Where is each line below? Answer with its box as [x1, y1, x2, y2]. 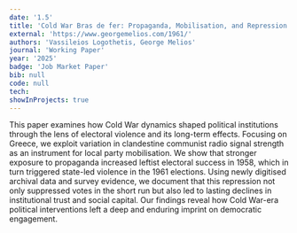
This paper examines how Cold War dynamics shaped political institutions [9, 120, 279, 130]
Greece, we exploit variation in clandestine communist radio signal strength [9, 138, 285, 149]
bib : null [9, 71, 46, 80]
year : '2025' [9, 54, 58, 63]
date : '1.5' [9, 12, 53, 22]
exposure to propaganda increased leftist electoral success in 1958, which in [9, 157, 289, 168]
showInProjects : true [9, 95, 90, 105]
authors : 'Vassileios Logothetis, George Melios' [9, 37, 197, 47]
